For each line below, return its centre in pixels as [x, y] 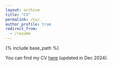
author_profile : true [28, 24]
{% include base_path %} [32, 48]
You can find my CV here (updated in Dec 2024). [57, 58]
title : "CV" [18, 15]
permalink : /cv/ [22, 19]
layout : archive [22, 10]
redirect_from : [21, 29]
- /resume [20, 34]
